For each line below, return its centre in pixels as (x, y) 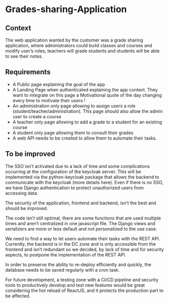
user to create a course (37, 116)
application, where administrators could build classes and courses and (79, 46)
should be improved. (27, 208)
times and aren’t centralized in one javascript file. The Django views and (80, 223)
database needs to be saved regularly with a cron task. (62, 270)
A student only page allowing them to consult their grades (73, 133)
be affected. (18, 296)
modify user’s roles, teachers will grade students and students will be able (82, 51)
